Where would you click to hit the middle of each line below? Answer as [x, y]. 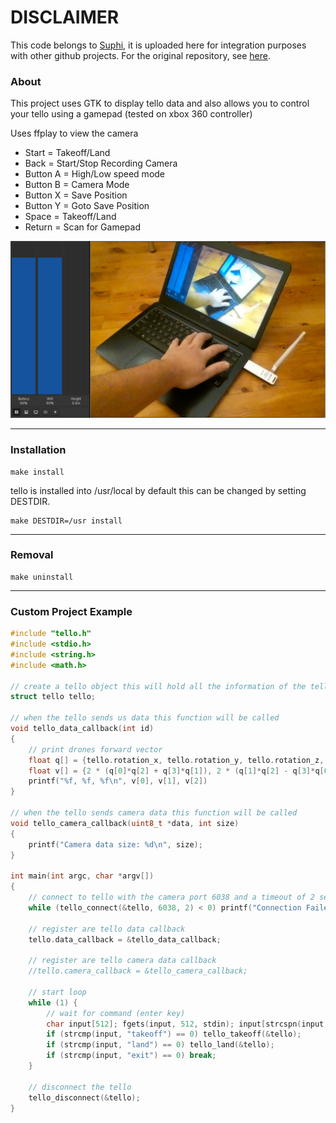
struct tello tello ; [53, 697]
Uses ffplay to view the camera [74, 133]
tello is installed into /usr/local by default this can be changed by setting [158, 490]
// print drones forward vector [95, 749]
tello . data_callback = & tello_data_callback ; [125, 939]
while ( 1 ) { [53, 1002]
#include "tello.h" [51, 634]
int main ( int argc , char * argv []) [82, 876]
